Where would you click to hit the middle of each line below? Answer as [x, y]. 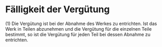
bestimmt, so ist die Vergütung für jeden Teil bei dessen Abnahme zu [78, 34]
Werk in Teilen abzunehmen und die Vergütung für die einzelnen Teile [78, 29]
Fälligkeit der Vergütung [57, 9]
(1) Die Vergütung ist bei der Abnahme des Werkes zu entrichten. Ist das [81, 24]
